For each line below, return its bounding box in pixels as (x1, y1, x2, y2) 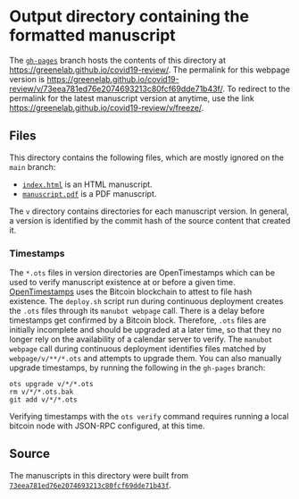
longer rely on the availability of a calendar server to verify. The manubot (9, 334, 273, 345)
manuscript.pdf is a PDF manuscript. (21, 188, 157, 199)
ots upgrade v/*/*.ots (9, 380, 94, 389)
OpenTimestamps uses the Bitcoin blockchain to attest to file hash (9, 286, 253, 297)
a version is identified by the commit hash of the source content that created (9, 215, 291, 225)
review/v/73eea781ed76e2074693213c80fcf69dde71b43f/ (9, 83, 223, 94)
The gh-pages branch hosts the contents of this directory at (9, 55, 226, 65)
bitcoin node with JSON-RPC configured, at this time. (9, 420, 205, 431)
